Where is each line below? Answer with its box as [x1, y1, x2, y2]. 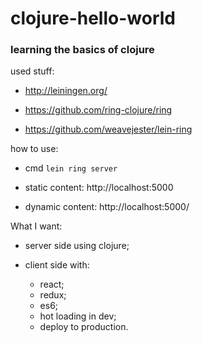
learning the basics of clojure [10, 43, 155, 57]
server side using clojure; [24, 240, 130, 252]
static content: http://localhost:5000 [24, 182, 174, 194]
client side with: [24, 259, 90, 271]
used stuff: [10, 65, 55, 77]
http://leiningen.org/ [24, 85, 108, 97]
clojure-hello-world [10, 7, 176, 30]
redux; [39, 289, 67, 301]
